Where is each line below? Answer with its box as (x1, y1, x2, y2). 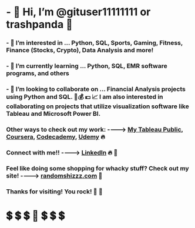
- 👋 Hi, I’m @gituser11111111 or (6, 5, 151, 19)
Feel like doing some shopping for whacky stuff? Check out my (6, 164, 189, 172)
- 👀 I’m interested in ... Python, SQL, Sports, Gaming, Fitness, (6, 39, 183, 47)
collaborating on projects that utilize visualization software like (6, 102, 189, 110)
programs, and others (6, 69, 69, 78)
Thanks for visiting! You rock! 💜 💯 (6, 187, 103, 196)
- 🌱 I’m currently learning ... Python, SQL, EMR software (6, 62, 167, 70)
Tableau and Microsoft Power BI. (6, 109, 101, 118)
